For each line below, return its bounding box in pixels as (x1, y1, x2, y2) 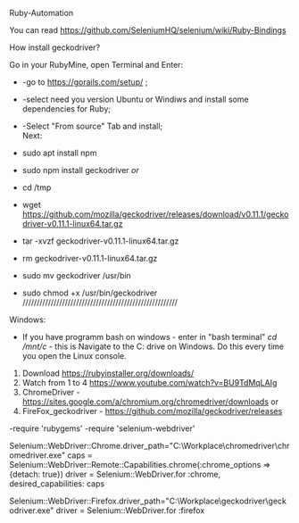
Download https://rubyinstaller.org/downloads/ (21, 368, 195, 378)
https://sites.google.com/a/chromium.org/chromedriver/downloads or (21, 396, 279, 407)
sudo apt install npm (21, 147, 97, 158)
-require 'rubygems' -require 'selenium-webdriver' (9, 423, 195, 434)
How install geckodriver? (9, 42, 101, 53)
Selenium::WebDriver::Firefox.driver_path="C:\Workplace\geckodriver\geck (9, 495, 287, 506)
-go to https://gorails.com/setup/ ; (21, 77, 148, 87)
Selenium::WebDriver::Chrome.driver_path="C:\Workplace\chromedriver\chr (9, 441, 290, 451)
